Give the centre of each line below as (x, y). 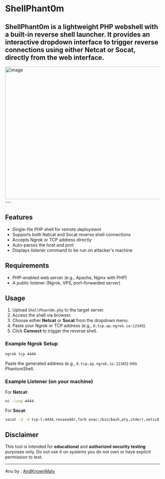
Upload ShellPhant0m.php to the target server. (58, 310)
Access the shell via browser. (42, 315)
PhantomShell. (20, 368)
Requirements (27, 266)
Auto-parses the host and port (43, 245)
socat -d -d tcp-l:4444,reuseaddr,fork (46, 419)
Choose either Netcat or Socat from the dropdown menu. (70, 320)
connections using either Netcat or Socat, (70, 50)
